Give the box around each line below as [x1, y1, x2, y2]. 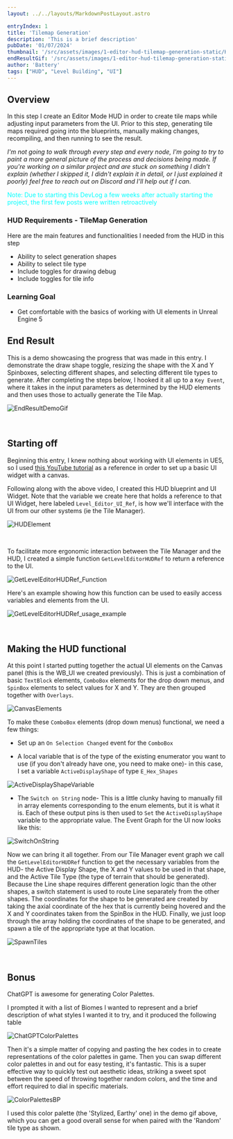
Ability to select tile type [17, 259, 87, 268]
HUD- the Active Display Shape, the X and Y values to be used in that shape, [7, 865, 226, 873]
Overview [7, 94, 51, 106]
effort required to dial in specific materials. [7, 1082, 128, 1090]
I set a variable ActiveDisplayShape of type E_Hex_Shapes [17, 767, 178, 775]
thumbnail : [7, 49, 39, 56]
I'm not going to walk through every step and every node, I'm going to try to [7, 147, 224, 156]
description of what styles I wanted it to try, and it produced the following [7, 1011, 216, 1019]
